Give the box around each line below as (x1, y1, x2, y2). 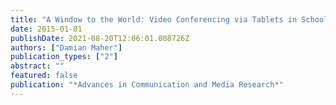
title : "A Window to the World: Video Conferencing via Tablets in (10, 14, 298, 25)
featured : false (10, 71, 78, 81)
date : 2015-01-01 (10, 24, 83, 34)
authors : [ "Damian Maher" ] (10, 42, 123, 53)
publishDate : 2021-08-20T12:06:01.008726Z (10, 33, 190, 43)
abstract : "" (10, 61, 65, 71)
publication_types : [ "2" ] (10, 52, 118, 62)
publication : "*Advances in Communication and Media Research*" (10, 80, 284, 90)
